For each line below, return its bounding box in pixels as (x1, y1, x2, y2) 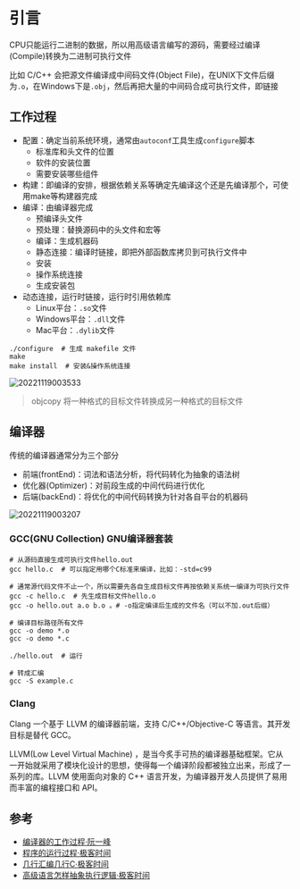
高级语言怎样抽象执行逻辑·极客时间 (21, 869, 150, 880)
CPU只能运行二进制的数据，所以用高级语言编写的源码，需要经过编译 (9, 39, 261, 50)
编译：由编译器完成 (21, 202, 94, 213)
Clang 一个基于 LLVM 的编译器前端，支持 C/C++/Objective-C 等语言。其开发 (9, 718, 291, 729)
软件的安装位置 (35, 157, 91, 168)
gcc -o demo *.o (9, 626, 70, 635)
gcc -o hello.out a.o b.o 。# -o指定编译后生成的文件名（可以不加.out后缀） (9, 600, 275, 610)
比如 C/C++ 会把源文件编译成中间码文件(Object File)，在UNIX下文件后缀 (9, 69, 275, 80)
